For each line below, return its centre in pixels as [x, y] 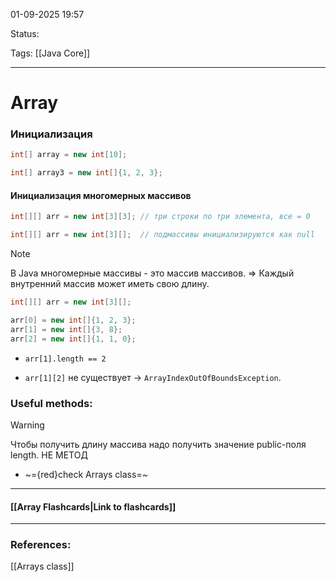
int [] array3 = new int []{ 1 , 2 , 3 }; [86, 173]
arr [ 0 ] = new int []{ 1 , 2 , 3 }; [73, 320]
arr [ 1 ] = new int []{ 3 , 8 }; [66, 329]
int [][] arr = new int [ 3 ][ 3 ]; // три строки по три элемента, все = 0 [160, 217]
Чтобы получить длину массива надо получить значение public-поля [158, 444]
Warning [27, 425]
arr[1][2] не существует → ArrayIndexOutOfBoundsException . [153, 377]
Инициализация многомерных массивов [101, 195]
